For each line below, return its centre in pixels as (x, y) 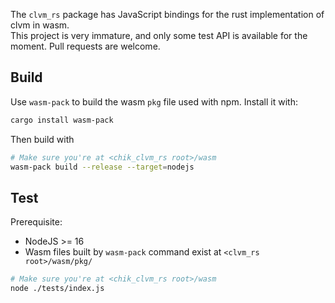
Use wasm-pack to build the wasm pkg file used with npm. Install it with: (154, 101)
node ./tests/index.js (57, 289)
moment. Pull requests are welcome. (85, 46)
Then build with (42, 139)
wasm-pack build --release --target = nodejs (102, 167)
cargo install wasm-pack (62, 120)
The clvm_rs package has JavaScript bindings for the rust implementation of (167, 14)
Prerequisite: (36, 222)
